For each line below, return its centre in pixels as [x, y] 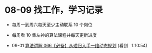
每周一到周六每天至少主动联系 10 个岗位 [52, 25]
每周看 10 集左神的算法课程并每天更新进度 [54, 35]
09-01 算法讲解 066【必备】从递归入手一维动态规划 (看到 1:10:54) [79, 45]
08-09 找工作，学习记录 [54, 10]
